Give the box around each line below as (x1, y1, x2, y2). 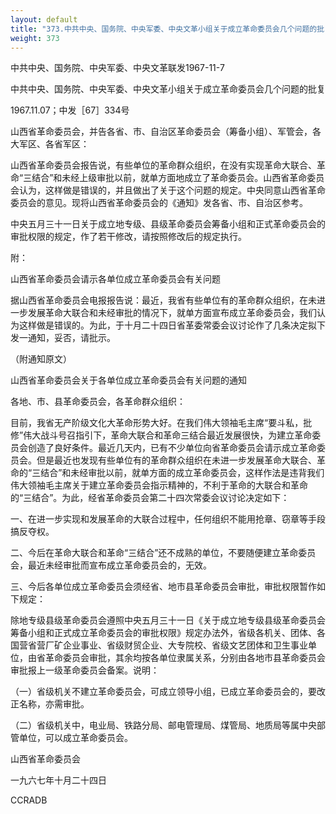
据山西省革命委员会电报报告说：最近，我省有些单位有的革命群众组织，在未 (10, 294, 317, 306)
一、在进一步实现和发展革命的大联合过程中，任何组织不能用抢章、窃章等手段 (10, 513, 326, 525)
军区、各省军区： (18, 138, 90, 150)
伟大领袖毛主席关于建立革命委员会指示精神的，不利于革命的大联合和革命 (10, 479, 308, 491)
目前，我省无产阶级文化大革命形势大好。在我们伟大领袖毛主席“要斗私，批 (10, 417, 313, 429)
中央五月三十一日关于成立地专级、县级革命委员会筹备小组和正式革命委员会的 (10, 218, 326, 230)
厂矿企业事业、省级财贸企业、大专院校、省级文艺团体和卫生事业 (44, 639, 308, 651)
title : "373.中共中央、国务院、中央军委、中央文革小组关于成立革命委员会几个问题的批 (10, 24, 325, 34)
